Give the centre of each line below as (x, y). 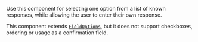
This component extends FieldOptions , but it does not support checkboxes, (99, 26)
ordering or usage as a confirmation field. (57, 33)
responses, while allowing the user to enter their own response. (84, 15)
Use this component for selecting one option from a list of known (86, 9)
